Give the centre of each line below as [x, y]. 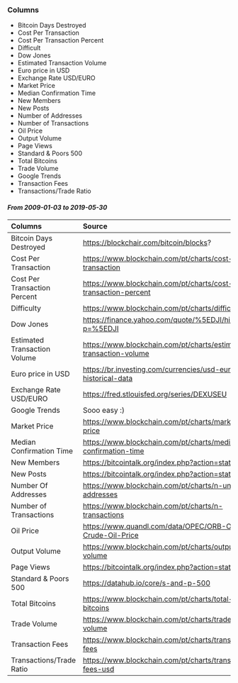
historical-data [108, 378]
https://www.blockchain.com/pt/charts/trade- [159, 619]
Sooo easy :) [104, 410]
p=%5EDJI [101, 328]
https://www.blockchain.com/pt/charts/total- [158, 599]
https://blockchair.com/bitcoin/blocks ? [147, 243]
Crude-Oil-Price [111, 535]
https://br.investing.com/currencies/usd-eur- [159, 369]
